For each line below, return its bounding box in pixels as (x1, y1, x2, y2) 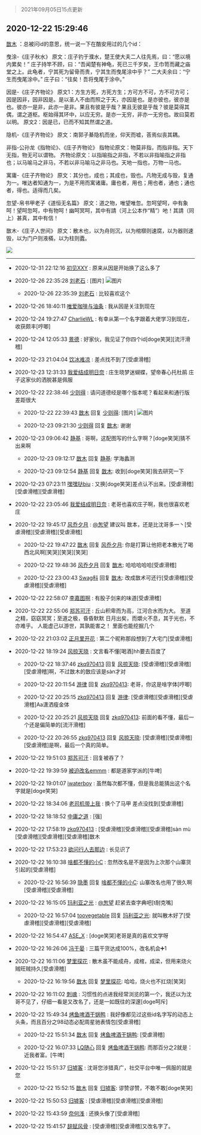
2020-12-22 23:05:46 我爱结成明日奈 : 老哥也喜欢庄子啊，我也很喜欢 (14, 501, 185, 508)
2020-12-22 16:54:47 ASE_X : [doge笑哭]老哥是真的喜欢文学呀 (14, 932, 169, 939)
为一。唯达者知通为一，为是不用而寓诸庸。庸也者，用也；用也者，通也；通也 (6, 179, 195, 186)
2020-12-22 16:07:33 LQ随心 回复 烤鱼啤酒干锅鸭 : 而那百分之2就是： (23, 1044, 193, 1051)
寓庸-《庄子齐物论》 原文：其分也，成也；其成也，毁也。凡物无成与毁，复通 (6, 171, 194, 179)
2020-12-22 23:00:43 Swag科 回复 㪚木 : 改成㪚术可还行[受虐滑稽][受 (23, 574, 194, 581)
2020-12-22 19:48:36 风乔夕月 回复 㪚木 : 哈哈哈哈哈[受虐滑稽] (23, 561, 177, 568)
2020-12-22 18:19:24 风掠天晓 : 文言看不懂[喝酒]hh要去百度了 (14, 648, 166, 655)
